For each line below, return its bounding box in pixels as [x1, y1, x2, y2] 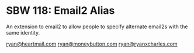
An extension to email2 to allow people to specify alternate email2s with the [6, 23, 188, 30]
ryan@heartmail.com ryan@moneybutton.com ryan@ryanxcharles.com [6, 40, 178, 47]
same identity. [6, 29, 40, 36]
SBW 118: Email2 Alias [6, 4, 115, 17]
